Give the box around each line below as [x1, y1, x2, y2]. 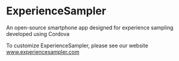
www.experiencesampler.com [6, 48, 79, 55]
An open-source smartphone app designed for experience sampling [6, 24, 174, 31]
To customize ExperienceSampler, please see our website [6, 42, 149, 49]
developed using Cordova [6, 30, 70, 37]
